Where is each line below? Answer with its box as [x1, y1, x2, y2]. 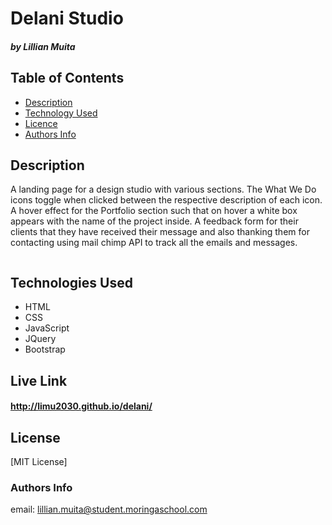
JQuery [24, 333, 57, 345]
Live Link [10, 372, 68, 389]
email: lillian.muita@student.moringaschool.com [10, 503, 208, 516]
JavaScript [24, 322, 70, 334]
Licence [24, 117, 58, 129]
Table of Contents [10, 70, 125, 87]
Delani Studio [10, 7, 124, 30]
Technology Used [24, 107, 98, 119]
